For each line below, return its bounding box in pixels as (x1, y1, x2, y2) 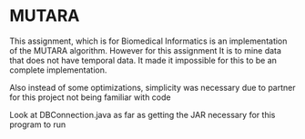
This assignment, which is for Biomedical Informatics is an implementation (9, 35, 288, 46)
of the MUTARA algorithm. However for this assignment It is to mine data (9, 45, 282, 55)
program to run (9, 119, 66, 130)
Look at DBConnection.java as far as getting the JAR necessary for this (9, 109, 276, 120)
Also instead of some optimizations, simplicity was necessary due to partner (9, 82, 296, 93)
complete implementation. (9, 65, 107, 75)
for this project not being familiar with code (9, 92, 171, 103)
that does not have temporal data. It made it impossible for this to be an (9, 55, 278, 65)
